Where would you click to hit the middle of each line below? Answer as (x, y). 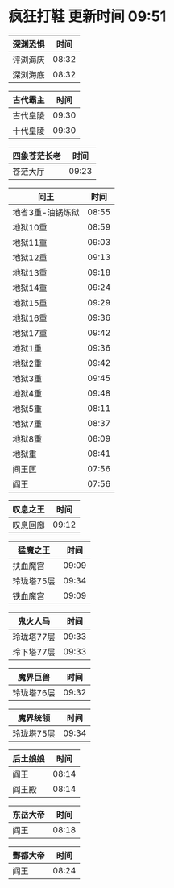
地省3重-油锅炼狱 (46, 212)
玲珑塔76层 (34, 692)
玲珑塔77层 (34, 637)
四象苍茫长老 (37, 156)
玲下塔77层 (34, 652)
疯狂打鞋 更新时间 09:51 (87, 17)
